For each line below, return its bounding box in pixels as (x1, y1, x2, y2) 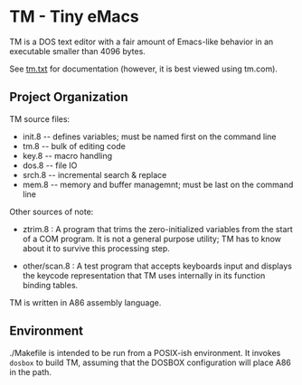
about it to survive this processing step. (22, 242, 170, 254)
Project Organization (9, 89, 128, 105)
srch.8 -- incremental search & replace (22, 169, 167, 180)
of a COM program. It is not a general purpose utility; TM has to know (22, 233, 282, 244)
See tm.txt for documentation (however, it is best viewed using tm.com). (9, 63, 278, 74)
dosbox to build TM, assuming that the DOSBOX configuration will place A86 (9, 357, 291, 368)
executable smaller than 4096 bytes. (9, 45, 146, 56)
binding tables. (22, 279, 79, 290)
